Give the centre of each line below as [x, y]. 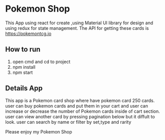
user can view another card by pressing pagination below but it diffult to [80, 116]
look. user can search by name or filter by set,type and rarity [68, 122]
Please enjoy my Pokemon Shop [39, 131]
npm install [24, 67]
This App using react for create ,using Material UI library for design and [79, 23]
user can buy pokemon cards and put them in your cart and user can [77, 106]
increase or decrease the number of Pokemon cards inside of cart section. [83, 111]
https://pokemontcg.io [28, 33]
